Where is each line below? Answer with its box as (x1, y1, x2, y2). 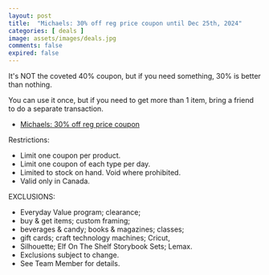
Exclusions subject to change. (19, 250, 120, 260)
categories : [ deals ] (8, 27, 84, 35)
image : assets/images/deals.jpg (8, 34, 116, 43)
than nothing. (8, 80, 52, 89)
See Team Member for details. (19, 259, 120, 268)
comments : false (8, 42, 63, 50)
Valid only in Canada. (19, 176, 91, 186)
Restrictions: (8, 135, 50, 145)
